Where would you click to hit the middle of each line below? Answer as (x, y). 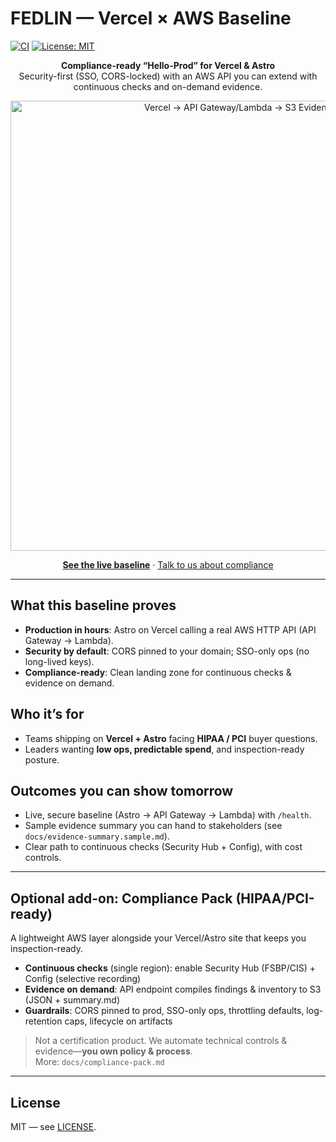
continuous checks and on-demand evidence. (168, 86)
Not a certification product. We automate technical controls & (161, 1041)
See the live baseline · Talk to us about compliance (168, 564)
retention (43, 1021)
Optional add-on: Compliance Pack (121, 898)
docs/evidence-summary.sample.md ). (97, 836)
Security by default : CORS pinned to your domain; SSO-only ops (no (167, 651)
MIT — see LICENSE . (53, 1126)
